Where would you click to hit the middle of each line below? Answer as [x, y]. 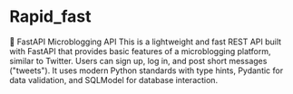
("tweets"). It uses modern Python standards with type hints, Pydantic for [146, 70]
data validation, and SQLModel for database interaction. [114, 80]
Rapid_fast [51, 17]
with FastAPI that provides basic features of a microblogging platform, [140, 51]
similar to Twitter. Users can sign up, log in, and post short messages [138, 61]
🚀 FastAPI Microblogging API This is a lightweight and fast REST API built [146, 42]
